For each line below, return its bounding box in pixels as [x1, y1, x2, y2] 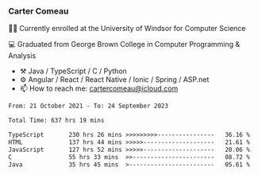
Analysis [8, 51, 37, 60]
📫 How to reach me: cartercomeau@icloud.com [19, 84, 179, 93]
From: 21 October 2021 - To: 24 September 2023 [8, 102, 169, 111]
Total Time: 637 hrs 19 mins [8, 117, 105, 125]
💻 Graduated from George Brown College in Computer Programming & [8, 40, 241, 49]
